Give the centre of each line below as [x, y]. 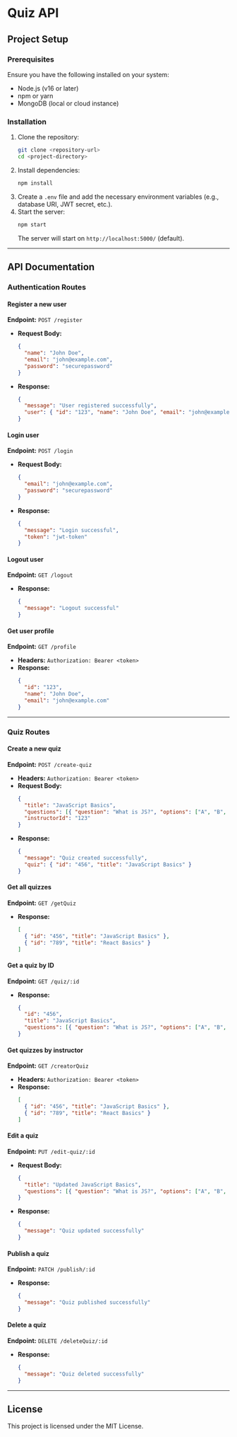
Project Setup [38, 39]
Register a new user [37, 304]
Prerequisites [31, 59]
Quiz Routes [29, 732]
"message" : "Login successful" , [72, 530]
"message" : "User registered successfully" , [91, 406]
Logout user [25, 559]
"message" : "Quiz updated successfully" [84, 1231]
